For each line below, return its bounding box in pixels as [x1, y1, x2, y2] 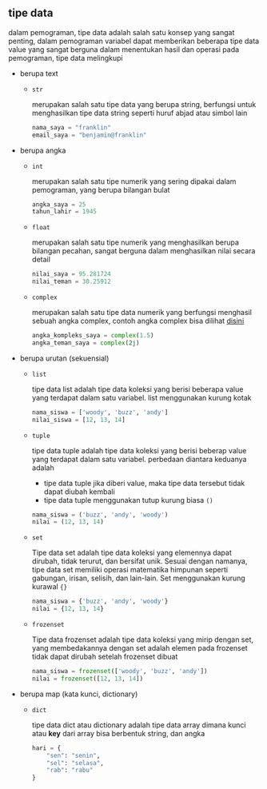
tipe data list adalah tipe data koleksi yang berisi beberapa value [31, 384, 244, 394]
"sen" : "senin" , [46, 751, 101, 759]
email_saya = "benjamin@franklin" [31, 131, 147, 139]
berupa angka [19, 145, 66, 155]
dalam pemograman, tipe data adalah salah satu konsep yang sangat [8, 27, 235, 37]
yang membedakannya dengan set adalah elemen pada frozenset [31, 644, 248, 653]
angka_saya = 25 [31, 200, 86, 209]
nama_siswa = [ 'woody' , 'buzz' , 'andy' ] [31, 408, 169, 416]
